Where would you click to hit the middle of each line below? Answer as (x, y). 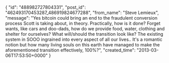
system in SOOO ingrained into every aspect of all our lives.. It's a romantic (84, 39)
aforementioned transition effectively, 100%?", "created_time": (71, 50)
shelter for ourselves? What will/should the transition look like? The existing (84, 34)
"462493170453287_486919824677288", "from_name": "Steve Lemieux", (82, 13)
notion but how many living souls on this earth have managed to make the (83, 45)
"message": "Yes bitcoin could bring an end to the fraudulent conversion (81, 18)
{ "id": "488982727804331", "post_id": (46, 7)
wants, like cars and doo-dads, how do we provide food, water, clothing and (85, 29)
